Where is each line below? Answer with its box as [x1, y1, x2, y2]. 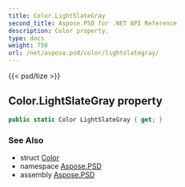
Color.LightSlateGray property [8, 94, 163, 108]
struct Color [19, 152, 60, 162]
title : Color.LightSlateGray [8, 11, 106, 20]
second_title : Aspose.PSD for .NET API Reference [8, 19, 178, 27]
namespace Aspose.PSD [19, 161, 103, 171]
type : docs [8, 34, 45, 43]
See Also [8, 134, 44, 145]
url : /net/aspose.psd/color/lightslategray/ [8, 49, 159, 57]
